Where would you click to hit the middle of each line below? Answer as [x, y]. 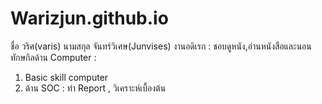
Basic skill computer [66, 77]
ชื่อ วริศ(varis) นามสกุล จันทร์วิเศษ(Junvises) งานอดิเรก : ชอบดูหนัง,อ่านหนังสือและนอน [161, 46]
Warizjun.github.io [89, 18]
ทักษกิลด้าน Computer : [53, 57]
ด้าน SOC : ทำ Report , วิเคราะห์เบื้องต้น [95, 88]
